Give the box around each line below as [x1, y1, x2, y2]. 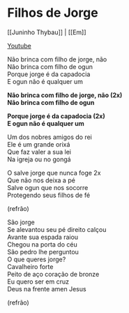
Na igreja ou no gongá [7, 155, 71, 163]
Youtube [7, 41, 31, 50]
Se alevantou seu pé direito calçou [7, 225, 107, 233]
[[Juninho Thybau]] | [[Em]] [7, 28, 86, 36]
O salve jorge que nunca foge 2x [7, 168, 101, 177]
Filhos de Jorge [7, 5, 99, 21]
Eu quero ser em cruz [7, 277, 70, 286]
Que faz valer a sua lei [7, 147, 72, 156]
